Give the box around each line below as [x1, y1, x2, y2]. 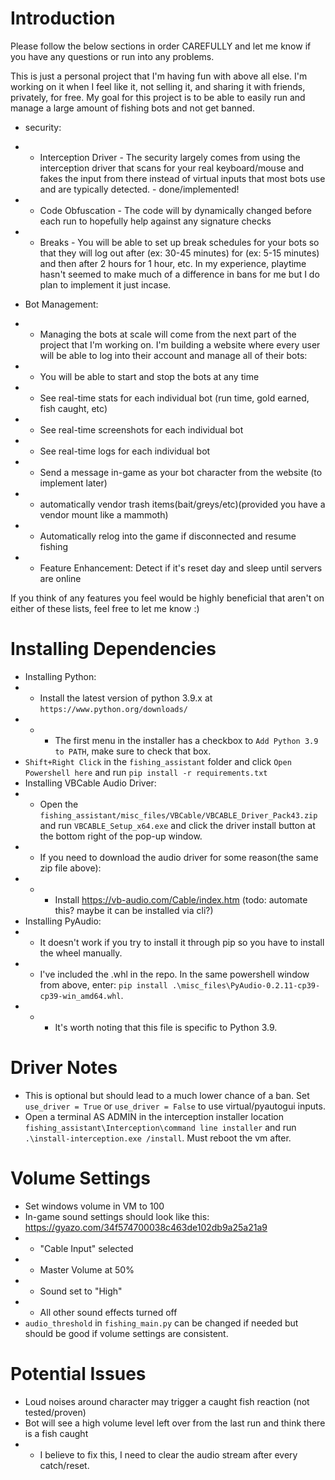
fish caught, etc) [39, 402, 108, 414]
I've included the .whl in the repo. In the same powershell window [39, 968, 310, 980]
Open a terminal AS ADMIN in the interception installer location [24, 1110, 284, 1122]
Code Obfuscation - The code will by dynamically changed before [39, 204, 312, 216]
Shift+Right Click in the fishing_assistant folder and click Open [24, 755, 292, 767]
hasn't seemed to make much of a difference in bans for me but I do [39, 268, 320, 280]
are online [39, 572, 82, 584]
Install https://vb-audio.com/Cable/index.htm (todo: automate [54, 893, 308, 906]
